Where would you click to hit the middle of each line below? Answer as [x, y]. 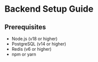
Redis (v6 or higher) [32, 49]
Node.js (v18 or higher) [34, 39]
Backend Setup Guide [49, 9]
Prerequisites [25, 27]
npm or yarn [24, 54]
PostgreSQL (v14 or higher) [39, 44]
